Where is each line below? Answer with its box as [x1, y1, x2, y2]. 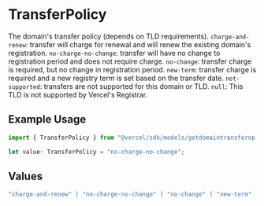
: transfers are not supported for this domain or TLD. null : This [39, 81, 244, 91]
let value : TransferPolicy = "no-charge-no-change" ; [8, 148, 185, 156]
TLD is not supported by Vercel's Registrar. [8, 90, 148, 99]
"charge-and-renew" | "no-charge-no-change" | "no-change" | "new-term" [8, 190, 252, 198]
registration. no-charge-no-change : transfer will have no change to [8, 48, 221, 57]
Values [8, 169, 43, 182]
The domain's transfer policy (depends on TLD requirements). [8, 31, 209, 41]
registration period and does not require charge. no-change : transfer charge [8, 57, 252, 66]
